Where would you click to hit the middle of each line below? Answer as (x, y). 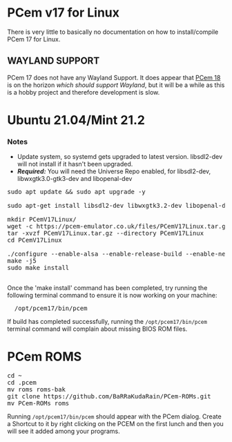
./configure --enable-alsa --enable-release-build (95, 254)
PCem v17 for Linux (63, 13)
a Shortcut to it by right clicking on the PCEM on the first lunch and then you (116, 424)
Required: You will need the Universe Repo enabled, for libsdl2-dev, (114, 171)
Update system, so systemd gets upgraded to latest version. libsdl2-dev (120, 157)
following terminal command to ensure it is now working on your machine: (112, 296)
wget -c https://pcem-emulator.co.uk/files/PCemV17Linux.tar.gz (118, 227)
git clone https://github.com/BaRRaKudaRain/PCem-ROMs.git (109, 396)
